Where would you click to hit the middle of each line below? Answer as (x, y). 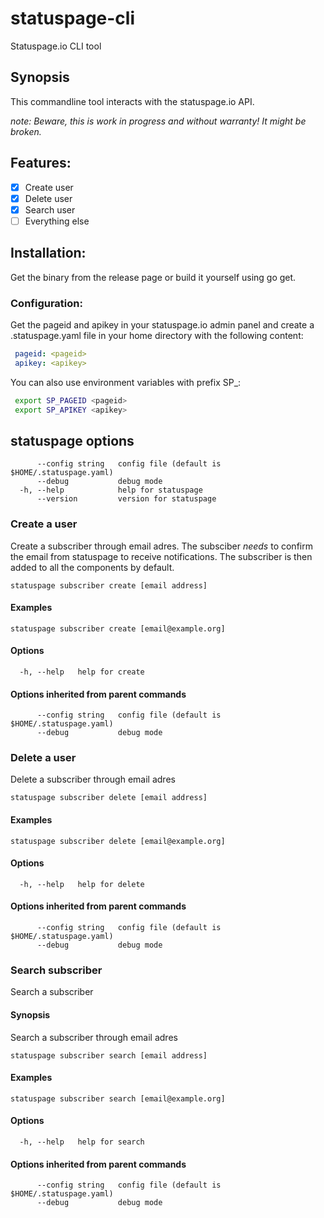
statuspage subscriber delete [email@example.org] (118, 841)
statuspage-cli (72, 18)
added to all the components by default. (92, 567)
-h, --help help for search (82, 1142)
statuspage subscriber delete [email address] (109, 798)
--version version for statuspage (126, 499)
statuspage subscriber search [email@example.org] (118, 1098)
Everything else (57, 221)
